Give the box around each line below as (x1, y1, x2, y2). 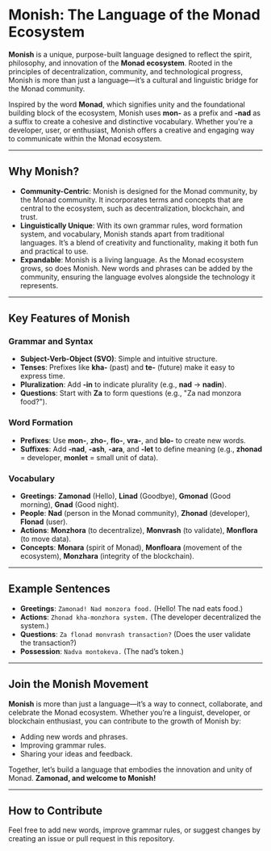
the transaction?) (19, 638, 77, 648)
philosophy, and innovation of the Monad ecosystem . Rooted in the (8, 58, 233, 68)
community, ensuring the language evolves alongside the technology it (19, 272, 256, 282)
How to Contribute (8, 804, 103, 818)
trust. (19, 212, 38, 221)
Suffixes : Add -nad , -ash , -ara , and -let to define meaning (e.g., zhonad (19, 444, 263, 454)
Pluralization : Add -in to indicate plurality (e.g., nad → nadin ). (19, 379, 227, 389)
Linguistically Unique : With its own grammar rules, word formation (19, 220, 244, 230)
